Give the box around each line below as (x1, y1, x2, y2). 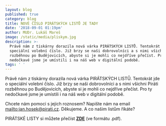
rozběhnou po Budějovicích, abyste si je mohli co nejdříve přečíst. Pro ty (5, 86, 152, 92)
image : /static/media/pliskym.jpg (5, 35, 77, 40)
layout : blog (5, 7, 32, 12)
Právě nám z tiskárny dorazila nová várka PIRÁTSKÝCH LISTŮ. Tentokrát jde (5, 76, 160, 82)
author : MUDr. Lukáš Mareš (5, 30, 61, 35)
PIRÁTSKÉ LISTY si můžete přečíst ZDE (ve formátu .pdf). (5, 116, 122, 122)
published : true (5, 12, 39, 17)
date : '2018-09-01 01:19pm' (5, 26, 63, 31)
